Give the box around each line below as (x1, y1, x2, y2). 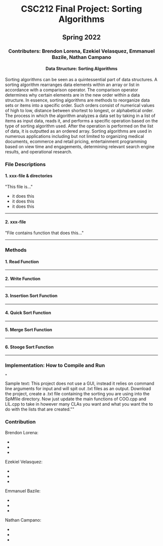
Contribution (5, 419, 36, 426)
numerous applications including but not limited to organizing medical (5, 133, 144, 139)
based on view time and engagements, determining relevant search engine (5, 143, 155, 149)
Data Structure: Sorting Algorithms (45, 66, 118, 71)
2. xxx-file (5, 219, 26, 225)
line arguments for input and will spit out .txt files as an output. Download (5, 386, 151, 392)
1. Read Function (5, 258, 39, 264)
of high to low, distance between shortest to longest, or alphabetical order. (5, 107, 154, 113)
